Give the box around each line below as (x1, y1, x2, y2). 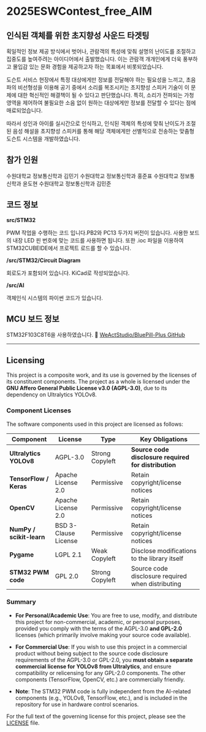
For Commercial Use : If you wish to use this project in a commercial (15, 643, 187, 650)
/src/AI (6, 281, 25, 289)
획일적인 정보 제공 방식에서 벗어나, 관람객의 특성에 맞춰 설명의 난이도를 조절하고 (6, 48, 196, 55)
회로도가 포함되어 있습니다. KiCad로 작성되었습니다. (6, 269, 130, 277)
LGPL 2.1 (55, 550, 82, 559)
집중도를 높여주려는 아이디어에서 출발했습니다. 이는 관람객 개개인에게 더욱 (6, 55, 182, 63)
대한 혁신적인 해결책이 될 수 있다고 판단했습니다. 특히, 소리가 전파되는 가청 (17, 91, 194, 99)
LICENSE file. (6, 719, 40, 726)
